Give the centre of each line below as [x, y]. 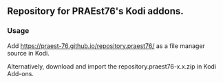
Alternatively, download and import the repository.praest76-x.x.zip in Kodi [112, 66]
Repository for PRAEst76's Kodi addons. [95, 11]
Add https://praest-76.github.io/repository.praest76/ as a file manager [106, 46]
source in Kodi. [29, 53]
